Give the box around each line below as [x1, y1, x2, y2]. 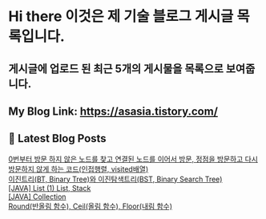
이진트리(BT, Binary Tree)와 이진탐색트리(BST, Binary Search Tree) [8, 174, 223, 184]
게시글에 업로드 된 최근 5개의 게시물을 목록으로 [8, 62, 224, 75]
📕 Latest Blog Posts [8, 132, 107, 145]
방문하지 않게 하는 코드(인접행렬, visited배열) [8, 164, 149, 173]
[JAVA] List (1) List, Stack [8, 183, 91, 193]
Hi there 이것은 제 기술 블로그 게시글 [8, 7, 234, 26]
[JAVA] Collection [8, 192, 66, 201]
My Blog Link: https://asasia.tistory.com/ [8, 104, 219, 118]
